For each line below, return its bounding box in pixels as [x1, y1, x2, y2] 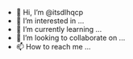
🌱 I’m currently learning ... [15, 25, 102, 33]
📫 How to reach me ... [15, 42, 91, 51]
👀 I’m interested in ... [15, 16, 85, 26]
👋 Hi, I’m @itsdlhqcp [15, 8, 84, 17]
